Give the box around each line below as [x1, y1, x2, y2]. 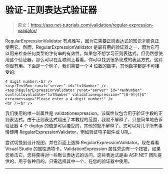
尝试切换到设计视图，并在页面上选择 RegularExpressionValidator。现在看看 [5, 139, 159, 145]
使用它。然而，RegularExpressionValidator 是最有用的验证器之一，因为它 [5, 44, 155, 50]
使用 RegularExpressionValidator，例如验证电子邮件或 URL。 [9, 129, 134, 135]
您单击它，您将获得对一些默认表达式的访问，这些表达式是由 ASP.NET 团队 [5, 152, 158, 158]
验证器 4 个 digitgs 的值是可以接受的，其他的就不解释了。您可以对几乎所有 [5, 123, 158, 129]
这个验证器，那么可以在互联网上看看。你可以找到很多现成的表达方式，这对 [9, 56, 163, 62]
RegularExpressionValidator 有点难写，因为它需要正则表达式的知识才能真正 [5, 38, 159, 44]
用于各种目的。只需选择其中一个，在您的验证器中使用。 [18, 158, 132, 164]
